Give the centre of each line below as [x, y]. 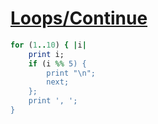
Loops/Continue [79, 18]
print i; [46, 54]
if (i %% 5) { [57, 63]
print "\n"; [71, 73]
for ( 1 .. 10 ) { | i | [48, 45]
